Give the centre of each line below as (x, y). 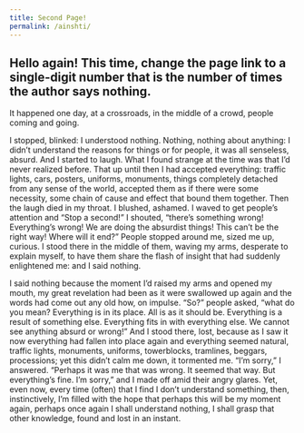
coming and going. (44, 123)
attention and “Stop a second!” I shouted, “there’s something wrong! (137, 218)
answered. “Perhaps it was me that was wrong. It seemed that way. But (142, 370)
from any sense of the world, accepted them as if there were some (134, 189)
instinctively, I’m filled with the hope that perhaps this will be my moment (145, 399)
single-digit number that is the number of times (146, 77)
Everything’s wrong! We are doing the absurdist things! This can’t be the (144, 227)
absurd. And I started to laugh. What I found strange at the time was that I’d (150, 160)
